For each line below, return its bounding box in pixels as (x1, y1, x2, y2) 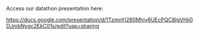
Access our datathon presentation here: (6, 5, 104, 12)
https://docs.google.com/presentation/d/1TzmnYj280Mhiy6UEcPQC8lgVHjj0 (6, 16, 193, 23)
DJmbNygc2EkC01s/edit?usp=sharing (6, 23, 100, 29)
